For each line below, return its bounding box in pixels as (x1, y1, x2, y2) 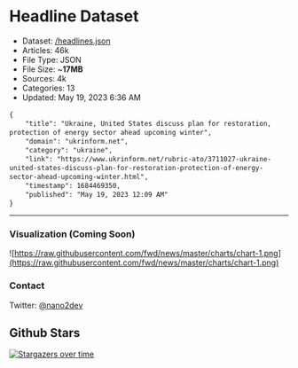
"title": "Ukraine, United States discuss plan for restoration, (25, 119, 272, 128)
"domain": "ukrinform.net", (25, 137, 129, 145)
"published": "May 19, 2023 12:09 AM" (25, 190, 169, 199)
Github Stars (9, 325, 81, 341)
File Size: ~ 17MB (21, 64, 83, 74)
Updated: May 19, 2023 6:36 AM (21, 91, 142, 103)
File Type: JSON (21, 54, 82, 65)
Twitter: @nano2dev (9, 300, 83, 310)
